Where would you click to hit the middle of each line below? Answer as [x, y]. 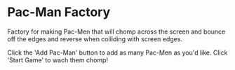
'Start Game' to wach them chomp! [58, 59]
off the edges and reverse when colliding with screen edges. [95, 38]
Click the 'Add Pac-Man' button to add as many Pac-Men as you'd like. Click [117, 52]
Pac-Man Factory [59, 12]
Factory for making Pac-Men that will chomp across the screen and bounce [116, 31]
